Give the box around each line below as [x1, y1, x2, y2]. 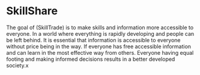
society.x [6, 61, 29, 69]
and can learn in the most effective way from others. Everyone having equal [6, 49, 194, 56]
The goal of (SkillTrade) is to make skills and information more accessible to [6, 24, 194, 31]
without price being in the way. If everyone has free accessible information [6, 43, 191, 50]
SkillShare [6, 4, 58, 18]
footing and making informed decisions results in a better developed [6, 55, 175, 62]
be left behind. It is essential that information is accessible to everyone [6, 36, 181, 43]
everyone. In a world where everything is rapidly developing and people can [6, 30, 195, 37]
